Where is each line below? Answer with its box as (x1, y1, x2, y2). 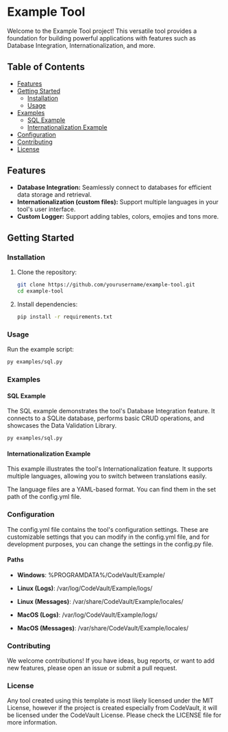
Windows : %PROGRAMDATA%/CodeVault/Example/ (16, 570, 166, 579)
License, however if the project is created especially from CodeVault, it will (7, 704, 218, 712)
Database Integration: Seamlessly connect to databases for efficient (16, 183, 212, 191)
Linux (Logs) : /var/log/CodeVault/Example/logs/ (16, 584, 153, 592)
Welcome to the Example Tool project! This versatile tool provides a (7, 27, 197, 35)
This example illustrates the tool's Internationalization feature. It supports (7, 465, 213, 473)
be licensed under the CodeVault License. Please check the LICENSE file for (7, 711, 222, 720)
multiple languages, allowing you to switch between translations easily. (7, 472, 207, 480)
